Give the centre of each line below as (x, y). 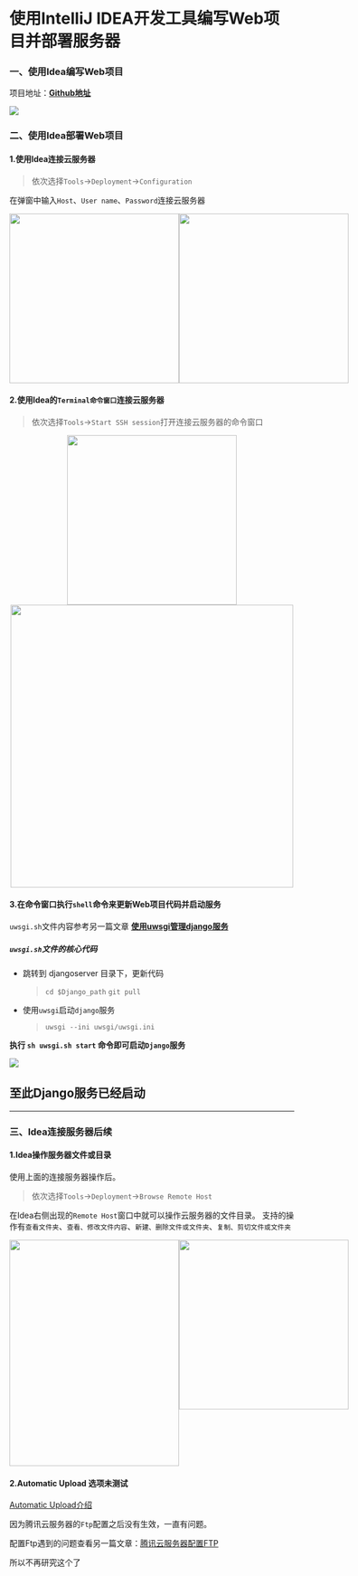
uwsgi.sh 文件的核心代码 (53, 949)
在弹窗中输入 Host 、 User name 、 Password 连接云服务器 (108, 200)
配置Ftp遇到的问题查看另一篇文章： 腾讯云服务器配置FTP (114, 1543)
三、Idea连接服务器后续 (61, 1132)
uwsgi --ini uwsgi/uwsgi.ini (100, 1027)
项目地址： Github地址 (50, 93)
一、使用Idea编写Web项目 (66, 71)
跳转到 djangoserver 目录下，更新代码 (93, 973)
